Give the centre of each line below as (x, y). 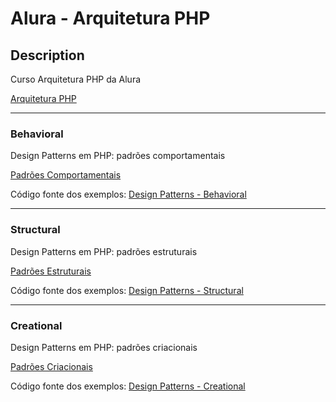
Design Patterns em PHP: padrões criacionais (104, 347)
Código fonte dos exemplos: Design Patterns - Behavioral (128, 194)
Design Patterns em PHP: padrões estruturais (104, 251)
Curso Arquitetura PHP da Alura (76, 79)
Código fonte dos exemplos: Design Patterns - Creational (128, 386)
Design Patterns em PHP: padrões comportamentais (118, 156)
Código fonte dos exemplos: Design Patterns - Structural (127, 290)
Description (47, 55)
